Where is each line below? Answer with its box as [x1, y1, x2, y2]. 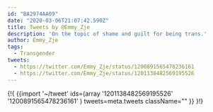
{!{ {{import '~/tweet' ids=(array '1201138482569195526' [7, 89, 173, 98]
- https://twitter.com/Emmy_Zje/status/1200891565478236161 [13, 63, 195, 70]
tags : [7, 43, 23, 50]
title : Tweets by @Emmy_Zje [7, 23, 91, 30]
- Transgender [13, 50, 55, 57]
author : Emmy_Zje [7, 37, 59, 44]
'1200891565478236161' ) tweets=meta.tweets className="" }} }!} [7, 96, 204, 105]
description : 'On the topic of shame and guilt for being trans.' [7, 30, 207, 38]
